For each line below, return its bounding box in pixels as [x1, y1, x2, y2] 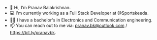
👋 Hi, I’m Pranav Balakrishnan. [9, 5, 71, 10]
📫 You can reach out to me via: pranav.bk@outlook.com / [9, 22, 127, 28]
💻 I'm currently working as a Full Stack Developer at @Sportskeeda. [9, 10, 149, 16]
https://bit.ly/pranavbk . [9, 30, 57, 35]
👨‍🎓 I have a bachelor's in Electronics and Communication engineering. [9, 17, 153, 23]
